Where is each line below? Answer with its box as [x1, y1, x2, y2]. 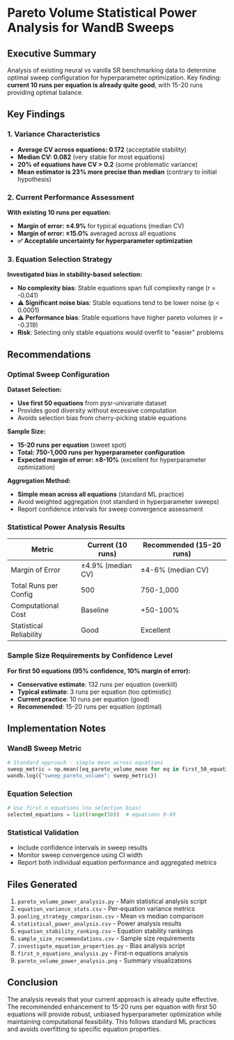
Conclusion [7, 976, 58, 988]
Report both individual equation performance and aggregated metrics [17, 859, 217, 867]
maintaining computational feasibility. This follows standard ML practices [7, 1017, 217, 1025]
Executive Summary [7, 47, 97, 59]
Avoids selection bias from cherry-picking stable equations [17, 413, 187, 422]
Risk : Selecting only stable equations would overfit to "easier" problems [17, 328, 224, 336]
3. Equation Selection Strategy [7, 254, 113, 264]
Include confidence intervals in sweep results [17, 843, 148, 852]
